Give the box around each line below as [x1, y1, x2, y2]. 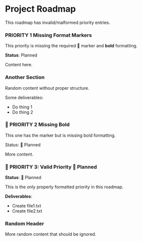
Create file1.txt [12, 203, 41, 209]
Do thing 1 [12, 104, 33, 110]
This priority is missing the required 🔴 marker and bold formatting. [5, 43, 138, 49]
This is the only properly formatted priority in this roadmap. [5, 184, 124, 190]
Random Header [5, 221, 44, 227]
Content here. [5, 62, 33, 68]
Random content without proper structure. [5, 85, 89, 91]
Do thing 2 [12, 109, 33, 115]
